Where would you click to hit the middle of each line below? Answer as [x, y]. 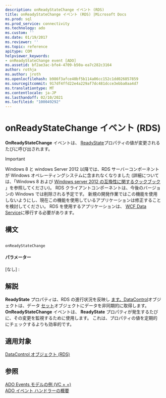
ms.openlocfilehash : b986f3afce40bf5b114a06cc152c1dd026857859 [72, 79]
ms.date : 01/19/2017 [27, 38]
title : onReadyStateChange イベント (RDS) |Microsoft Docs [66, 14]
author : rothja [21, 70]
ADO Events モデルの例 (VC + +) [38, 384]
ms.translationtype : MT [30, 88]
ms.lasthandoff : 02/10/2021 [34, 97]
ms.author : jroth [23, 74]
